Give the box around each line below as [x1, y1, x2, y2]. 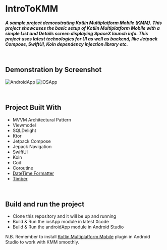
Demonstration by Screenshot [5, 66, 102, 74]
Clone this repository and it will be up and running [12, 213, 117, 219]
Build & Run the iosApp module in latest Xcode [12, 219, 109, 225]
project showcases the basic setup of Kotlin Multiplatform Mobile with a [5, 25, 160, 31]
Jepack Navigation [12, 143, 52, 149]
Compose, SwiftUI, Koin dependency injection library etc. [5, 41, 128, 47]
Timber [12, 175, 28, 181]
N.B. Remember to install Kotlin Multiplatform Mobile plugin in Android [5, 234, 150, 240]
